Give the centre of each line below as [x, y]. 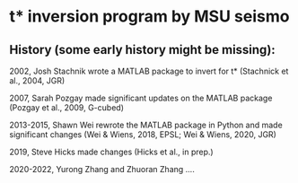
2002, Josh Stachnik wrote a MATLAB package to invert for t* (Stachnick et [149, 71]
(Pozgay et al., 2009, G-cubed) [66, 108]
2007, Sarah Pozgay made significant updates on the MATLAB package [141, 98]
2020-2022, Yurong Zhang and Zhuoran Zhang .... [102, 169]
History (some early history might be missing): [142, 50]
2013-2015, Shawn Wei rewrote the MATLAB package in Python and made [146, 125]
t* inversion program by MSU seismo [149, 17]
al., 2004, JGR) [37, 81]
